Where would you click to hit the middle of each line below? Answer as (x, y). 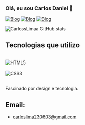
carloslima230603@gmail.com (45, 117)
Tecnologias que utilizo (42, 45)
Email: (15, 104)
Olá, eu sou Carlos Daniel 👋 (39, 8)
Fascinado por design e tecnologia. (42, 89)
